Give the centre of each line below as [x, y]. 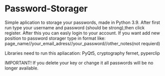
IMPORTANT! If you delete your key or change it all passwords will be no [79, 63]
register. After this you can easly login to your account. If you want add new [82, 33]
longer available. [22, 68]
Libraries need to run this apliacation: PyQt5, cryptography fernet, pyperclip [82, 53]
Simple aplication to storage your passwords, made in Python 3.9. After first [82, 22]
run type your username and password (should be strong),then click [75, 27]
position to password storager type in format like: [55, 38]
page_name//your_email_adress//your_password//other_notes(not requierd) [82, 43]
